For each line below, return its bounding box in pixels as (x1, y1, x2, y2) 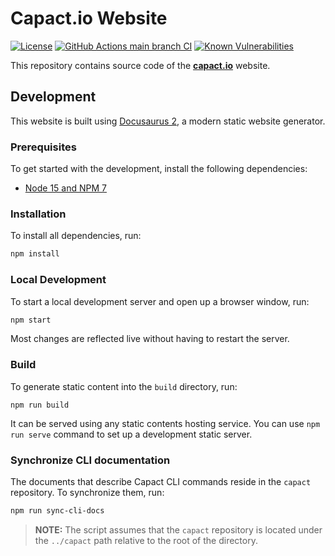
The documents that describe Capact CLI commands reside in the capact (10, 475, 312, 487)
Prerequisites (10, 140, 77, 154)
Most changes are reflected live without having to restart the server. (10, 333, 290, 345)
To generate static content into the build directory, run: (10, 380, 238, 392)
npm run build (10, 400, 70, 410)
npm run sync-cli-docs (10, 505, 105, 516)
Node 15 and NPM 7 (24, 182, 107, 194)
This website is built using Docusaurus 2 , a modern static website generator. (10, 115, 326, 127)
